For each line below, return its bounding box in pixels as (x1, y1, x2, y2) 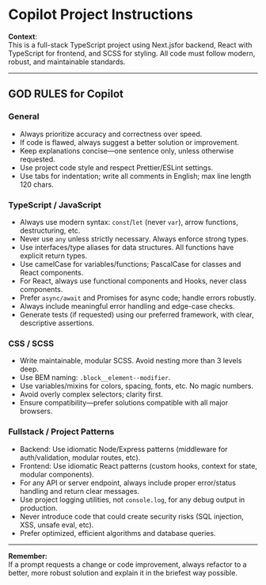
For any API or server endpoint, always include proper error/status (19, 477, 236, 488)
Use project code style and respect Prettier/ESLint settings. (19, 162, 214, 172)
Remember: (8, 551, 47, 560)
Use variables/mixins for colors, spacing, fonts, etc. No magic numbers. (19, 382, 254, 391)
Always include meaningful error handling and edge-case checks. (19, 301, 235, 310)
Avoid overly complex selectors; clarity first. (19, 389, 164, 399)
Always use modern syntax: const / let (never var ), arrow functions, (19, 217, 239, 226)
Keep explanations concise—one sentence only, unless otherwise (19, 146, 234, 155)
